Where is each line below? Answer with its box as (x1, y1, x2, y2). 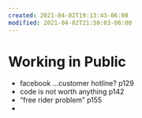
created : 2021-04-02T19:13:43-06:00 (8, 11, 129, 20)
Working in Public (8, 53, 126, 71)
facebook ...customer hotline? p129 (19, 79, 134, 88)
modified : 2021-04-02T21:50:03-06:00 (8, 19, 133, 27)
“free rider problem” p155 (19, 95, 103, 105)
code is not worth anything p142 (19, 87, 125, 97)
